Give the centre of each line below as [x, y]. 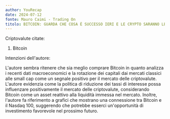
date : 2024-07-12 [24, 15]
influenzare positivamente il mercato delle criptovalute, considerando [77, 90]
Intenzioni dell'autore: [28, 58]
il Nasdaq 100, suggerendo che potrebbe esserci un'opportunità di [74, 106]
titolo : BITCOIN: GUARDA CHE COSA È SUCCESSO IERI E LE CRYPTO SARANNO [82, 24]
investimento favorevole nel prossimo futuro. [52, 111]
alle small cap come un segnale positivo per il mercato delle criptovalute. [81, 78]
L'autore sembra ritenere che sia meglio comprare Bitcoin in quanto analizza [84, 68]
